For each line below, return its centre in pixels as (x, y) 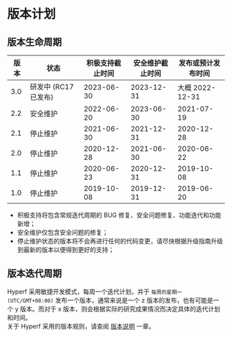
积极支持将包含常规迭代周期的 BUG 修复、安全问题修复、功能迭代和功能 (119, 215)
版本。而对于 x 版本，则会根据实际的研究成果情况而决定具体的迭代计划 (120, 309)
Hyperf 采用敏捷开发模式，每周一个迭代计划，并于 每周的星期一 (95, 291)
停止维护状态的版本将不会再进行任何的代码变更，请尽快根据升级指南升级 (120, 241)
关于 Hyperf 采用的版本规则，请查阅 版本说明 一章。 (81, 326)
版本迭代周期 (35, 274)
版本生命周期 (35, 42)
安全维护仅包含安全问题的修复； (62, 232)
